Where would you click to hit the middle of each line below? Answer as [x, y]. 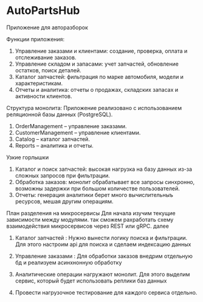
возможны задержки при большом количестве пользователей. [98, 188]
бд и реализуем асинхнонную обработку [68, 263]
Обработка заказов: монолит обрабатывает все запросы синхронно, [105, 182]
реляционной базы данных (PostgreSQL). [60, 114]
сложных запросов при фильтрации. [63, 175]
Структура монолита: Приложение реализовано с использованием [94, 108]
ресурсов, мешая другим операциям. [64, 201]
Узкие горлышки [28, 157]
